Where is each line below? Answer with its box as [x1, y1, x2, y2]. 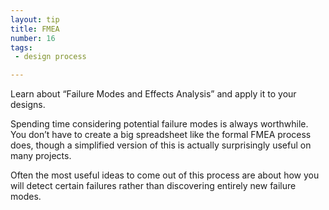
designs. [10, 99, 46, 111]
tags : [10, 42, 33, 53]
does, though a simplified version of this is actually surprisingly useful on [10, 139, 312, 151]
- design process [14, 52, 87, 62]
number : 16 [10, 33, 56, 43]
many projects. [10, 150, 72, 162]
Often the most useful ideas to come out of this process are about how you [10, 169, 320, 181]
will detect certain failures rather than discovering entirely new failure [10, 180, 297, 192]
